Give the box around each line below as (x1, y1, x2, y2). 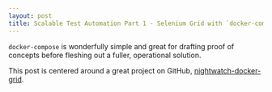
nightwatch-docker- (193, 65, 261, 75)
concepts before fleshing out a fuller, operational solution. (8, 50, 202, 60)
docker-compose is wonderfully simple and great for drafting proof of (8, 41, 235, 51)
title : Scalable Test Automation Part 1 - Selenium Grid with (8, 19, 223, 27)
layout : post (8, 11, 53, 20)
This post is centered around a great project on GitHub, (8, 65, 193, 75)
